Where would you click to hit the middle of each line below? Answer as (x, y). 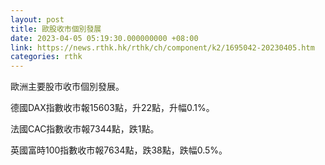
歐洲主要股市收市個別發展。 (67, 87)
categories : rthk (46, 57)
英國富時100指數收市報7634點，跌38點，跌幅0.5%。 (119, 150)
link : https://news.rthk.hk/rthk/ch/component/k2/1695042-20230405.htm (162, 47)
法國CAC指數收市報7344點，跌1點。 (85, 129)
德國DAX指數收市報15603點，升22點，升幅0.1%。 (112, 108)
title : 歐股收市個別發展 (56, 29)
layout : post (37, 19)
